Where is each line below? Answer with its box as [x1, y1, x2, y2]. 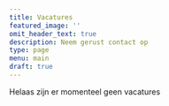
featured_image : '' [9, 21, 81, 30]
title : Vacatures [9, 12, 73, 22]
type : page [9, 46, 50, 55]
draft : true [9, 63, 53, 72]
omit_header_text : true [9, 29, 97, 38]
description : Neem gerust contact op [9, 37, 149, 47]
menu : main [9, 54, 50, 63]
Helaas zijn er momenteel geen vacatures [9, 86, 161, 97]
